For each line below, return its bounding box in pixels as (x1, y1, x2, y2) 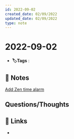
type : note (5, 20, 27, 26)
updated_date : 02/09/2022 (5, 16, 57, 21)
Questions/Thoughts (5, 100, 69, 109)
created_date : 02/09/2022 (5, 12, 57, 16)
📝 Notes (5, 74, 30, 82)
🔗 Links (5, 117, 28, 125)
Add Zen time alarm (5, 87, 44, 92)
